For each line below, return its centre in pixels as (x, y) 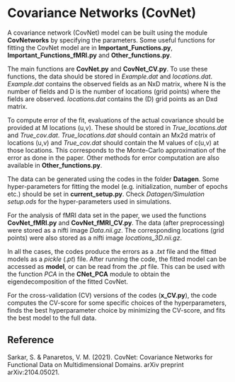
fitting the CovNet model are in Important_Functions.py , (90, 47)
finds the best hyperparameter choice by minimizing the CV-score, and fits (116, 310)
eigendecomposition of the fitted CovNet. (68, 282)
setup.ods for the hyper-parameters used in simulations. (90, 201)
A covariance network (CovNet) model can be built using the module (107, 33)
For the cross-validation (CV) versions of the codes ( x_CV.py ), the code (112, 295)
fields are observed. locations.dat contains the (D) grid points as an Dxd (113, 99)
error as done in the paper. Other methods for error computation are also (113, 158)
